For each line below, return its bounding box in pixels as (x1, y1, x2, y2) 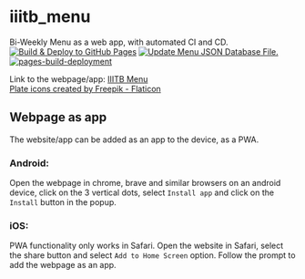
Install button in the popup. (9, 197, 117, 208)
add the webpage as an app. (9, 260, 117, 271)
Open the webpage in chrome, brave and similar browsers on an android (9, 178, 281, 189)
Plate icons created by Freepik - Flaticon (9, 83, 161, 94)
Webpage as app (9, 109, 107, 125)
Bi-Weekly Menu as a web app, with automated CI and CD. (9, 36, 229, 47)
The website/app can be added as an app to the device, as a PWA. (9, 134, 259, 145)
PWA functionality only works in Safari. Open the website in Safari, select (9, 240, 284, 252)
